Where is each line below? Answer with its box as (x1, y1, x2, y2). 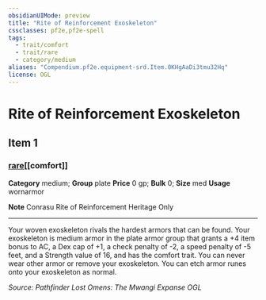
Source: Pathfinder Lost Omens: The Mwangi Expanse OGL (8, 283, 202, 292)
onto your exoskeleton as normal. (8, 267, 117, 276)
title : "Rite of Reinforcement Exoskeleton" (8, 19, 158, 27)
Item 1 (8, 137, 38, 150)
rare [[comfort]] (8, 160, 69, 171)
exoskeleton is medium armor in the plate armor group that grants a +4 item (8, 233, 256, 243)
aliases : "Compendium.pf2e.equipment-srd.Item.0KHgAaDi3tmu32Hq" (8, 63, 228, 71)
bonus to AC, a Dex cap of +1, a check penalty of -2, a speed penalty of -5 (8, 241, 252, 251)
